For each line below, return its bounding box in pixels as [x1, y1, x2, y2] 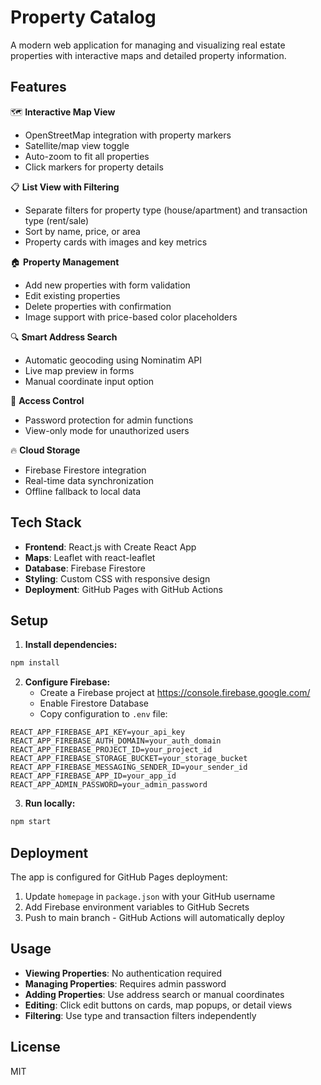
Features [10, 79, 67, 96]
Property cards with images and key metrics [24, 236, 208, 248]
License [10, 1039, 61, 1056]
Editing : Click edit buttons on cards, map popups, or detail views [24, 999, 293, 1011]
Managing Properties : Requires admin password [24, 977, 227, 990]
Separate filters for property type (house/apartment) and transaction [24, 204, 308, 216]
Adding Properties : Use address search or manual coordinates [24, 988, 285, 1000]
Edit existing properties [24, 289, 121, 301]
